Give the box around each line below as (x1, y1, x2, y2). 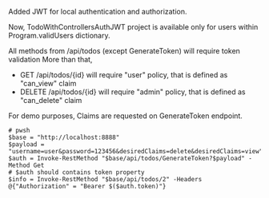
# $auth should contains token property (8, 168, 146, 176)
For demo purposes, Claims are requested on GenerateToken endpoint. (8, 111, 243, 121)
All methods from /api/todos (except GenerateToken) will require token (8, 46, 240, 55)
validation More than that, (8, 55, 93, 64)
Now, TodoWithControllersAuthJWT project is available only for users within (8, 22, 259, 31)
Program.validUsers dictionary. (8, 31, 110, 40)
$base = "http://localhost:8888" (8, 133, 120, 141)
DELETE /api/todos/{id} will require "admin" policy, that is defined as (19, 87, 246, 97)
